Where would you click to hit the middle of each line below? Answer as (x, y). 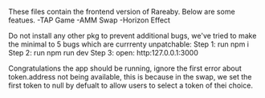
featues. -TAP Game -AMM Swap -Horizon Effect (90, 20)
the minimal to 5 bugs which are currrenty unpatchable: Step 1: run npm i (128, 44)
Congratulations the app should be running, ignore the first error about (125, 68)
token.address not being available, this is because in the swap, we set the (130, 77)
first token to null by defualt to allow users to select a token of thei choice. (130, 85)
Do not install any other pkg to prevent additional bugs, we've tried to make (132, 36)
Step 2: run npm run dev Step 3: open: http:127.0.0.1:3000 (103, 53)
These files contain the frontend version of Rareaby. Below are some (122, 12)
